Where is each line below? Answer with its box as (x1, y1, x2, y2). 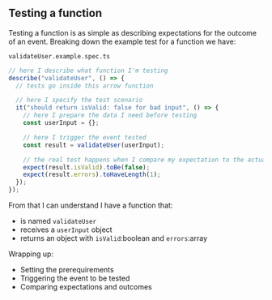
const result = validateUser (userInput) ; (23, 141, 164, 149)
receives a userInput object (19, 225, 113, 234)
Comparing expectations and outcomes (19, 282, 152, 292)
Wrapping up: (8, 249, 54, 259)
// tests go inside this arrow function (15, 81, 154, 90)
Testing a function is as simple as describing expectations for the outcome (8, 28, 257, 37)
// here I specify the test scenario (15, 96, 143, 105)
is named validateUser (19, 216, 97, 226)
